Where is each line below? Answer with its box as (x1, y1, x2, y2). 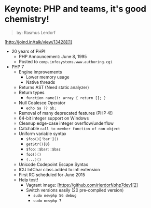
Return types (18, 89, 44, 95)
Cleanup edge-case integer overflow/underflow (18, 120, 114, 126)
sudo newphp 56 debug (33, 193, 77, 198)
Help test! (18, 177, 38, 182)
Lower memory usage (26, 74, 69, 80)
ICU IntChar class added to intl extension (18, 166, 100, 172)
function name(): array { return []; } (26, 95, 107, 100)
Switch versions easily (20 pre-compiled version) (26, 187, 124, 193)
